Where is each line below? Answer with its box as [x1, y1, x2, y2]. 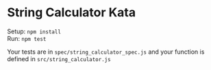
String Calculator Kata [7, 5, 136, 20]
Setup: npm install [7, 27, 62, 35]
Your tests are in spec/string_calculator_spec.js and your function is [7, 48, 205, 56]
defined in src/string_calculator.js [7, 54, 111, 63]
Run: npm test [7, 34, 47, 42]
